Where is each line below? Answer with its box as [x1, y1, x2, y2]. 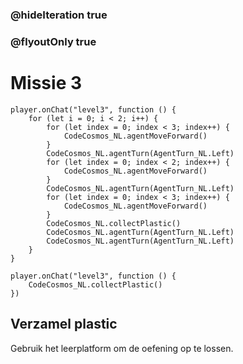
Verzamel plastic [10, 316, 118, 333]
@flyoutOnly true [10, 34, 97, 48]
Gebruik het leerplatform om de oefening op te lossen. [10, 342, 234, 354]
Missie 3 [10, 72, 83, 95]
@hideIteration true [10, 8, 108, 22]
